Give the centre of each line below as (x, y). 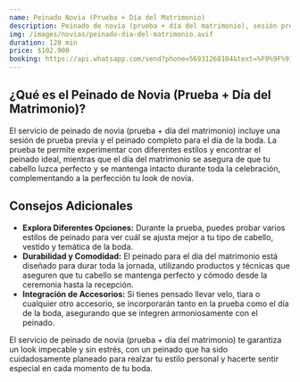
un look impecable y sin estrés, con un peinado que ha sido (119, 349)
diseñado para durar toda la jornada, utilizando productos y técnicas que (156, 265)
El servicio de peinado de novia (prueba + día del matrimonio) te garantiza (146, 339)
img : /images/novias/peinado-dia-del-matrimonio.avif (112, 34)
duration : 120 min (43, 42)
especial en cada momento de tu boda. (81, 368)
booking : (25, 59)
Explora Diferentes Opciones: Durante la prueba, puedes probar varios (154, 228)
